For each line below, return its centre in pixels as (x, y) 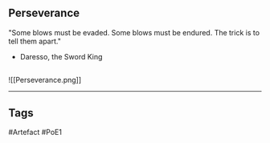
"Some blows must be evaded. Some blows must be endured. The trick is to (134, 32)
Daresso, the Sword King (61, 56)
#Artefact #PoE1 (35, 133)
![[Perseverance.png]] (45, 80)
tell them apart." (35, 41)
